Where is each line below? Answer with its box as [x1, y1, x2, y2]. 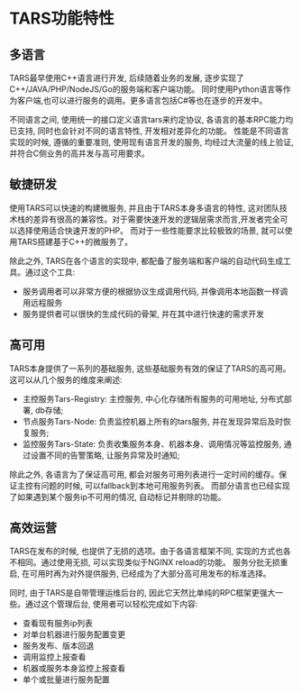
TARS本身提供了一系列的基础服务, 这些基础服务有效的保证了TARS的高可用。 [9, 362, 291, 374]
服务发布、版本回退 [22, 641, 95, 652]
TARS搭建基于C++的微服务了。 [16, 236, 133, 247]
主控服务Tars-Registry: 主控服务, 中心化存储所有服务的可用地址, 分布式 [22, 393, 284, 404]
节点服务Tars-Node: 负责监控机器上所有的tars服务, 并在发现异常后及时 [22, 415, 284, 426]
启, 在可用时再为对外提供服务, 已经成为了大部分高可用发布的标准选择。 [9, 569, 271, 579]
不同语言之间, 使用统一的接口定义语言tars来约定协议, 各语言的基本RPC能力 [9, 114, 286, 124]
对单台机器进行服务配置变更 [22, 629, 126, 640]
